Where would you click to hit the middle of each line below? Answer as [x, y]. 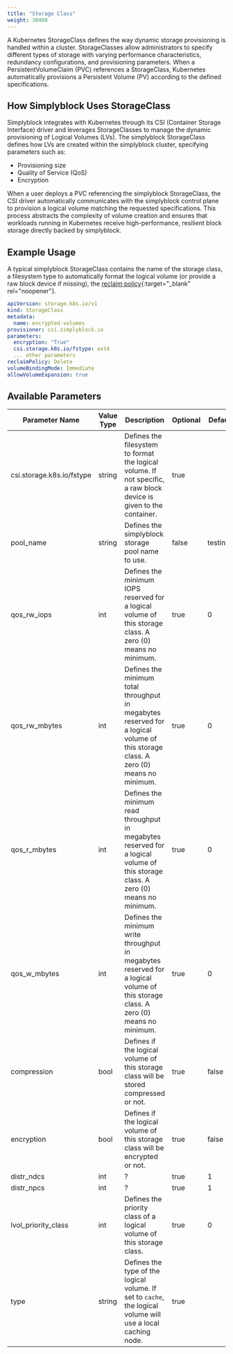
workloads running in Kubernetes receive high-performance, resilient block [114, 223]
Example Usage [42, 252]
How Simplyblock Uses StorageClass [89, 106]
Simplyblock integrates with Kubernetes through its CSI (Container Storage [114, 123]
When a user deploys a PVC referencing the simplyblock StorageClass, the [114, 194]
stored [135, 1085]
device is [139, 497]
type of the [143, 1271]
